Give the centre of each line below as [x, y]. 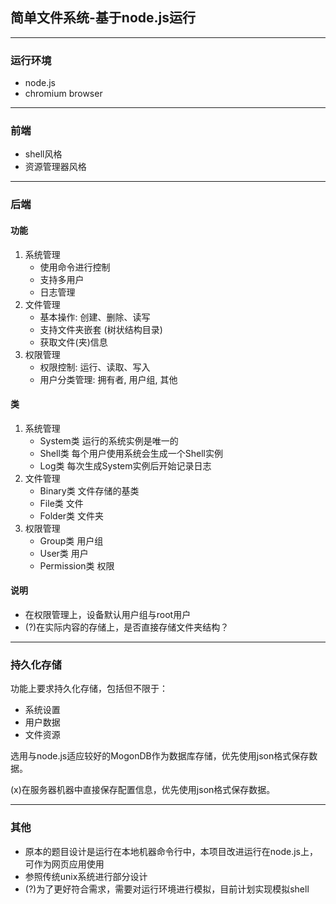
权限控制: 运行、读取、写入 [95, 367]
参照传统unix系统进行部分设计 [86, 876]
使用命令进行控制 [75, 267]
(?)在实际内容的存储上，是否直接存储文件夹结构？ [127, 627]
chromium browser [63, 94]
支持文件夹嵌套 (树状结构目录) [101, 329]
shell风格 [43, 154]
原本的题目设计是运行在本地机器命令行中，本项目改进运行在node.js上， [171, 851]
